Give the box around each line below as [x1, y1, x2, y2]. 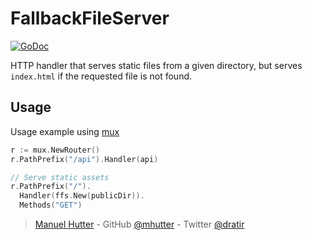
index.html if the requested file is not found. [10, 70, 193, 82]
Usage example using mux [10, 125, 120, 137]
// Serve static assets [10, 172, 110, 182]
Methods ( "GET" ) [19, 200, 83, 211]
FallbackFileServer [10, 7, 170, 30]
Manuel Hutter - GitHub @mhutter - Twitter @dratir [34, 218, 245, 230]
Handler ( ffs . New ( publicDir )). [19, 191, 145, 201]
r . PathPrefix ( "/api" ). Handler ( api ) [10, 154, 159, 164]
